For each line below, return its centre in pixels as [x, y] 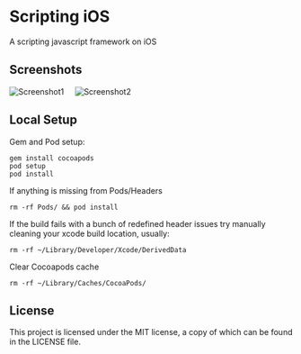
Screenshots [46, 70]
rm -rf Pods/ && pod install [64, 207]
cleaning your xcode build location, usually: [89, 233]
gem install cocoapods [52, 158]
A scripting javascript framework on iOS [83, 41]
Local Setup [44, 120]
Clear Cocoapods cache [54, 267]
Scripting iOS [60, 17]
